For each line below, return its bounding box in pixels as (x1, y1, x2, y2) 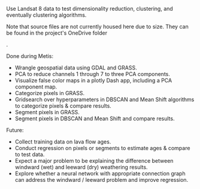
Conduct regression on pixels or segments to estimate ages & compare (14, 145, 190, 151)
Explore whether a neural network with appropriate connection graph (14, 170, 186, 177)
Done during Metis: (6, 53, 54, 59)
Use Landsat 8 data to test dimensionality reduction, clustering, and (6, 5, 174, 12)
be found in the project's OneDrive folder (6, 29, 108, 36)
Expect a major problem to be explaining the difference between (14, 157, 174, 164)
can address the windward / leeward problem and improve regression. (14, 176, 189, 183)
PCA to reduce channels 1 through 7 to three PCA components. (14, 71, 171, 77)
